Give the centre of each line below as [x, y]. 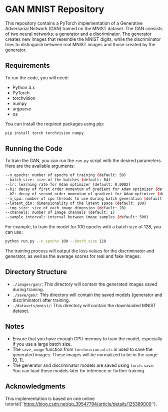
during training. [28, 289]
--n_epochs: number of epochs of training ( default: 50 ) [66, 175]
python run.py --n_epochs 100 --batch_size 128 [56, 241]
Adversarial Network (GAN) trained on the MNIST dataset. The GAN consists [84, 28]
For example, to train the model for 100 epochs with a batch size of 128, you [83, 227]
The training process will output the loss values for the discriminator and [80, 251]
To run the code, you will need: [37, 78]
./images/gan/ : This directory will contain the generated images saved [85, 284]
